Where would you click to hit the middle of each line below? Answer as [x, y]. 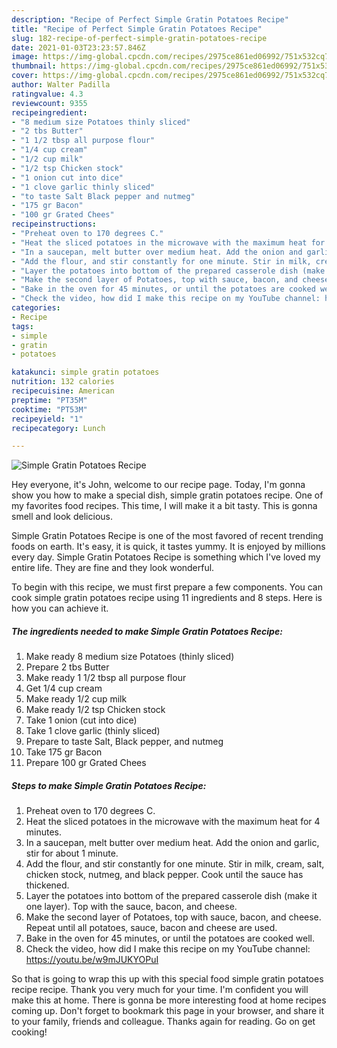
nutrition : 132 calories [63, 382]
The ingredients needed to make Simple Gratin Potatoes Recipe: [147, 631]
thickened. [47, 885]
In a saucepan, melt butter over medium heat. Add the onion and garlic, [172, 843]
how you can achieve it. [60, 608]
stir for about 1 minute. [72, 853]
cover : [25, 76]
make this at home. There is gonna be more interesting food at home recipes [169, 1000]
